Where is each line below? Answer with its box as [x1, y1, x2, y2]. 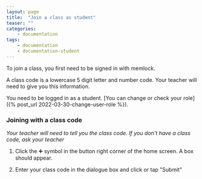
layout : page [6, 8, 39, 15]
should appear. [15, 154, 53, 162]
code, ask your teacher [6, 136, 65, 143]
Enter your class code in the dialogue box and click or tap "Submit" [15, 166, 183, 174]
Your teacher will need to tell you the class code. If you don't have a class [6, 130, 191, 137]
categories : [6, 25, 36, 32]
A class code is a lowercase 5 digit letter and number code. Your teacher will [6, 76, 197, 83]
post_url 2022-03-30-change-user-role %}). [17, 101, 129, 108]
